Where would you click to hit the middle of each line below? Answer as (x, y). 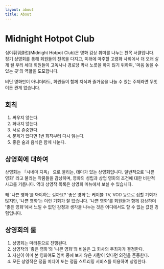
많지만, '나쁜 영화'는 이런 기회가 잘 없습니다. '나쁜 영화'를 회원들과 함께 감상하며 (81, 201)
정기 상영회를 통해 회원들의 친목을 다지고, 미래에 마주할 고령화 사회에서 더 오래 (80, 59)
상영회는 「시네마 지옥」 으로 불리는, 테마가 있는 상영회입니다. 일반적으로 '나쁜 (80, 172)
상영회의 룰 (21, 230)
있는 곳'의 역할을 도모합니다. (32, 71)
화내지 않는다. (25, 124)
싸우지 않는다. (25, 118)
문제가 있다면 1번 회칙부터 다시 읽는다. (48, 136)
